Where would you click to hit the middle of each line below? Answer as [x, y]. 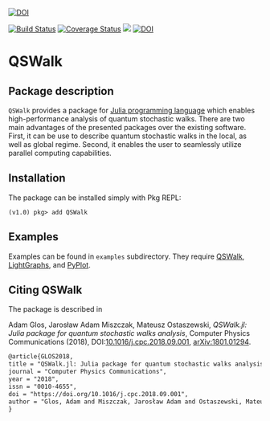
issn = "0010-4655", [43, 386]
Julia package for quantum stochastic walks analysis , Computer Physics [129, 333]
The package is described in [55, 309]
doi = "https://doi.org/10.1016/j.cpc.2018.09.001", [98, 394]
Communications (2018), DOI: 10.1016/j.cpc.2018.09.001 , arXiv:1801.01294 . [130, 342]
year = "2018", [34, 379]
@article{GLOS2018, [41, 357]
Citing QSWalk [45, 290]
